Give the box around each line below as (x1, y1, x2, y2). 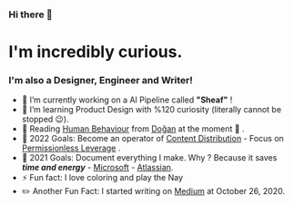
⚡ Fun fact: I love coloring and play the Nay (21, 172, 184, 183)
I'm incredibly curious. (8, 42, 183, 63)
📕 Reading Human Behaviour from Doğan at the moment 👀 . (21, 123, 245, 134)
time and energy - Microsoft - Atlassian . (21, 162, 174, 173)
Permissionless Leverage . (21, 142, 121, 153)
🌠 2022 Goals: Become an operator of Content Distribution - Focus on (21, 133, 284, 144)
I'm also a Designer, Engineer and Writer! (8, 74, 193, 87)
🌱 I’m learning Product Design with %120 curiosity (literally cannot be (21, 104, 282, 115)
